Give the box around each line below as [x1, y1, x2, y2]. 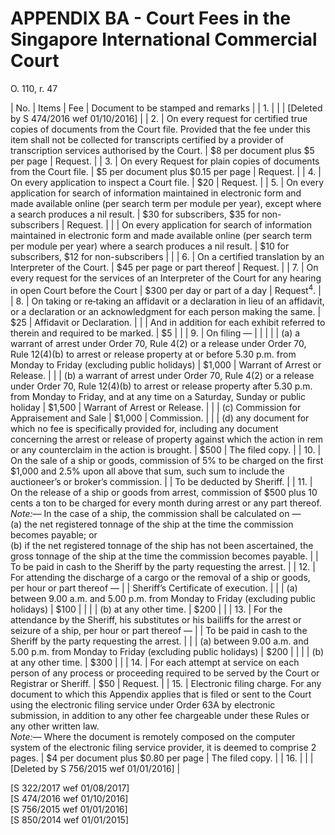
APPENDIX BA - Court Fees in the [10, 7, 292, 30]
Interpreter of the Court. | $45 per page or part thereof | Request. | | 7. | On [10, 261, 319, 273]
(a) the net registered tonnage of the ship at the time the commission [10, 518, 294, 530]
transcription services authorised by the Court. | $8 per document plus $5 [10, 144, 315, 156]
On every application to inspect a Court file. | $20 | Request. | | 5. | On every [10, 176, 325, 188]
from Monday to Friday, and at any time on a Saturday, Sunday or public [10, 390, 307, 402]
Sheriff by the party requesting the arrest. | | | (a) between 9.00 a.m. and [10, 635, 310, 647]
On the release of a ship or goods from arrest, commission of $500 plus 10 [10, 486, 318, 498]
